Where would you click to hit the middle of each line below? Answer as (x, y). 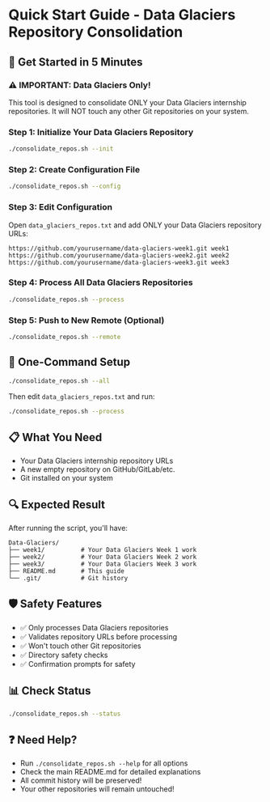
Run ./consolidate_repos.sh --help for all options (104, 763)
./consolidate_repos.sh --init (61, 149)
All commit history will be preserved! (81, 781)
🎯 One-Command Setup (70, 362)
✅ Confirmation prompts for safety (78, 664)
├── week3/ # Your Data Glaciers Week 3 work (103, 564)
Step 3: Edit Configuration (61, 207)
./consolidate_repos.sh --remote (65, 337)
